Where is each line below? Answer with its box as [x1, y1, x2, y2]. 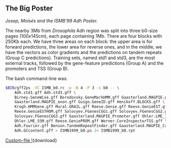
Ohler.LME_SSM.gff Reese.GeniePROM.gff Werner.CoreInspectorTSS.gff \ [14, 118, 167, 124]
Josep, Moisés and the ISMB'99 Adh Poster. [5, 17, 98, 23]
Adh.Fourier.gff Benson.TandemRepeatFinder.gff [14, 123, 117, 128]
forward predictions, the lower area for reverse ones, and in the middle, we [5, 43, 162, 50]
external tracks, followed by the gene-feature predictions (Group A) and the [5, 60, 164, 66]
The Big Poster [5, 4, 53, 13]
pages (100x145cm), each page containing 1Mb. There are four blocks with [5, 33, 162, 39]
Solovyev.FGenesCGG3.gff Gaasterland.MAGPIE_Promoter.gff [14, 114, 140, 119]
